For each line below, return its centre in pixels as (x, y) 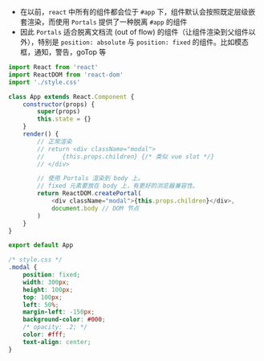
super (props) (59, 112)
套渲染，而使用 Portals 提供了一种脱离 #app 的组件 (104, 22)
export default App (41, 245)
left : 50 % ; (41, 305)
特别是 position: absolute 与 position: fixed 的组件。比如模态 (143, 42)
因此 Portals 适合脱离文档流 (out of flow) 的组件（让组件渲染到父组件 (134, 32)
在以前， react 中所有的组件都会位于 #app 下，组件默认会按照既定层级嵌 (138, 12)
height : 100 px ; (48, 289)
